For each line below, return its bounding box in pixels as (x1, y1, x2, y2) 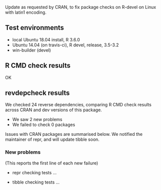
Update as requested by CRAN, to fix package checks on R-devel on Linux (5, 4, 157, 10)
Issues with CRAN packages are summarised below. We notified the (5, 131, 143, 137)
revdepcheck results (5, 89, 70, 97)
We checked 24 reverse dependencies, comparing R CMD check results (5, 102, 152, 108)
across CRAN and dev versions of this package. (5, 107, 102, 113)
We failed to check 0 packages (12, 122, 75, 127)
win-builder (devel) (12, 47, 51, 53)
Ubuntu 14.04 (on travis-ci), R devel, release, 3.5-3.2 (12, 42, 119, 48)
